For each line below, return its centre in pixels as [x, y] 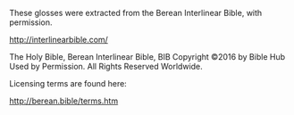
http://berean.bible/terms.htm [64, 101]
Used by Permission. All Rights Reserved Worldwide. [106, 66]
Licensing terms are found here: [68, 83]
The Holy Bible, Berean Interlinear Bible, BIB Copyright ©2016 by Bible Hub [147, 57]
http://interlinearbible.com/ [59, 40]
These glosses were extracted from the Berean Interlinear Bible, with [136, 13]
